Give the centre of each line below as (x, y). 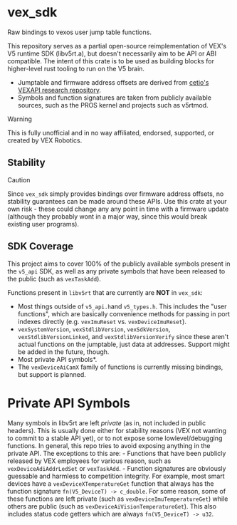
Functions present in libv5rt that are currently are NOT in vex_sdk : (105, 292)
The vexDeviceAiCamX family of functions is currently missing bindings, (120, 367)
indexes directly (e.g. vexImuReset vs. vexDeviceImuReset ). (102, 321)
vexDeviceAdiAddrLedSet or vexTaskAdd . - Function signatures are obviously (117, 468)
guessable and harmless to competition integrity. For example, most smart (116, 476)
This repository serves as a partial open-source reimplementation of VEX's (117, 46)
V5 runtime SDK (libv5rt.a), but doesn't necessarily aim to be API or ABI (112, 53)
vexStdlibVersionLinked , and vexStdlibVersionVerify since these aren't (123, 336)
